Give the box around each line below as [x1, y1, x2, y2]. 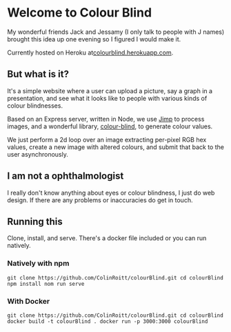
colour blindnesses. [7, 101, 63, 110]
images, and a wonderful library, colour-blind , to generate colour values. [7, 122, 213, 130]
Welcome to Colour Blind [7, 5, 152, 21]
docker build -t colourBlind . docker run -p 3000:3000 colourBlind [7, 318, 208, 325]
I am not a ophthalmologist [7, 170, 124, 182]
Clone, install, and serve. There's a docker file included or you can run [7, 234, 207, 242]
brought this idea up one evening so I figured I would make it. [7, 35, 181, 43]
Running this [7, 215, 63, 227]
